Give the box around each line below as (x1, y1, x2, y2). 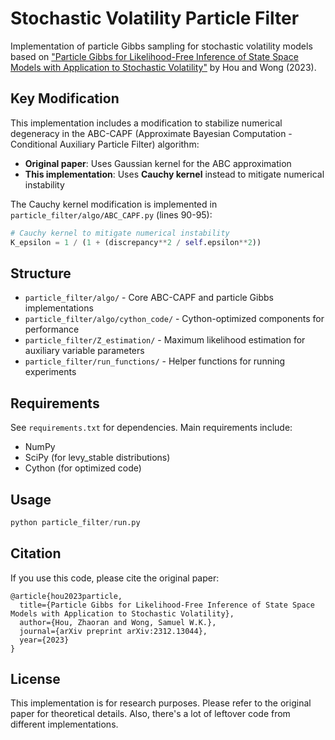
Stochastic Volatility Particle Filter (10, 7, 300, 30)
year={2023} (19, 635, 70, 645)
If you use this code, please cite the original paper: (10, 572, 220, 584)
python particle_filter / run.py (10, 517, 141, 527)
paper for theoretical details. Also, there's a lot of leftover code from (10, 708, 291, 720)
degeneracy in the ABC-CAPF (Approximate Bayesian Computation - (10, 127, 293, 139)
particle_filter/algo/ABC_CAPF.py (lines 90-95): (10, 208, 213, 221)
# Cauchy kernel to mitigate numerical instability (10, 228, 230, 238)
